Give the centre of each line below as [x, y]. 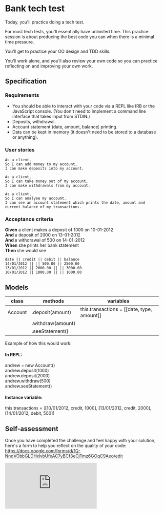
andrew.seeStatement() [29, 386]
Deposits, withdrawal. [34, 121]
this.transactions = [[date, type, [116, 309]
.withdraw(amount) [53, 323]
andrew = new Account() [30, 365]
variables [118, 301]
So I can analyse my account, [36, 198]
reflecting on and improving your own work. [49, 66]
